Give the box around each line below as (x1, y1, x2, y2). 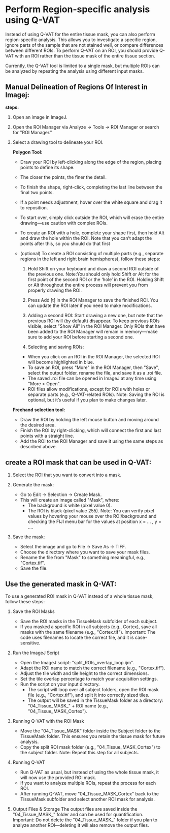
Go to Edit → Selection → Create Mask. (20, 491, 102, 498)
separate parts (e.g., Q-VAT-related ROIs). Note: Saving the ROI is (27, 391, 165, 397)
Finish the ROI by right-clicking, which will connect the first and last (20, 427, 161, 433)
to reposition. (20, 204, 48, 210)
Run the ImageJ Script (12, 650, 59, 656)
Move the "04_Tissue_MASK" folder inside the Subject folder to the (20, 728, 161, 734)
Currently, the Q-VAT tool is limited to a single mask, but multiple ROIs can (5, 63, 160, 69)
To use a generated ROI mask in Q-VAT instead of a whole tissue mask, (5, 593, 154, 599)
